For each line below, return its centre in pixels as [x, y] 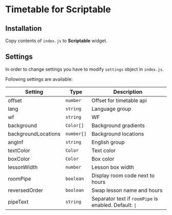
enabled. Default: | [114, 205]
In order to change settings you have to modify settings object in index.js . [84, 69]
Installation [24, 28]
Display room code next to [123, 175]
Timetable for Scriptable [58, 9]
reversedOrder [26, 190]
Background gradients [118, 125]
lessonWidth [23, 167]
